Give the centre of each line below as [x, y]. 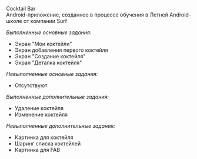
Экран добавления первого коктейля [61, 50]
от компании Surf [45, 21]
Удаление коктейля [39, 108]
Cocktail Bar [21, 9]
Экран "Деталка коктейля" [48, 62]
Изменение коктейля [41, 115]
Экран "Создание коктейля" [50, 56]
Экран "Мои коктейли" [43, 44]
